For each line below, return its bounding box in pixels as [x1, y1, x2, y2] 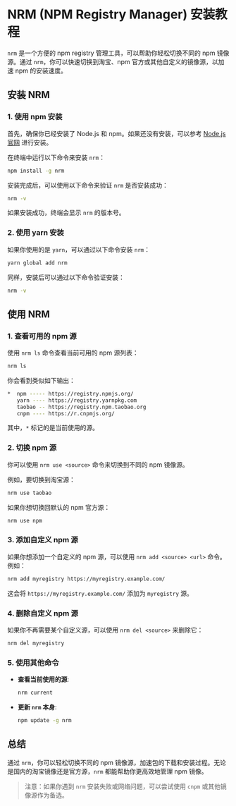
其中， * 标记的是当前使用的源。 [7, 424, 99, 432]
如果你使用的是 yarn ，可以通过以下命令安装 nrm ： [7, 245, 150, 254]
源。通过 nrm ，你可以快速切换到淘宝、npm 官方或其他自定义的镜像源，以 [7, 57, 218, 66]
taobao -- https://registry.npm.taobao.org [16, 403, 147, 410]
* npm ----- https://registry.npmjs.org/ [7, 390, 134, 397]
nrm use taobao [7, 489, 52, 496]
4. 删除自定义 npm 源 [7, 608, 79, 618]
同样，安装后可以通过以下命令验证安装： [7, 273, 125, 281]
